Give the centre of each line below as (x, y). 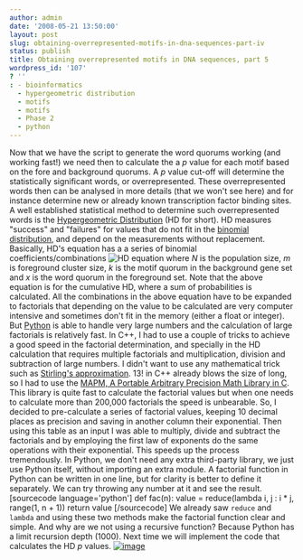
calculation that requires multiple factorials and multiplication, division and (147, 354)
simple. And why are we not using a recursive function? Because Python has (152, 527)
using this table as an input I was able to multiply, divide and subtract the (145, 431)
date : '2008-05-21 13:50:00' (64, 26)
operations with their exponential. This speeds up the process (124, 450)
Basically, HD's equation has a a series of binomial (103, 248)
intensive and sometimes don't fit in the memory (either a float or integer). (147, 316)
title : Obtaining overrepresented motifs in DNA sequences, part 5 (139, 60)
